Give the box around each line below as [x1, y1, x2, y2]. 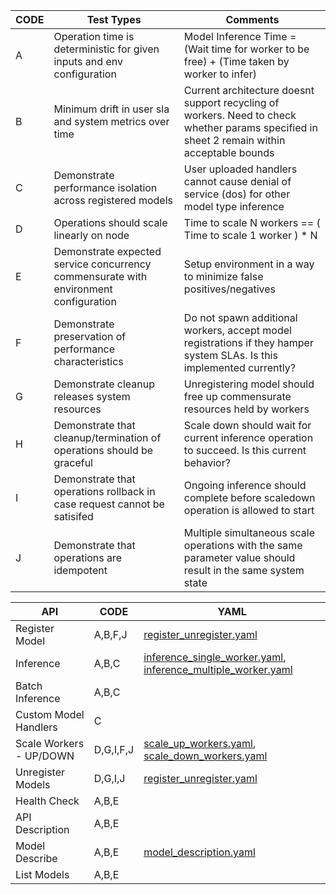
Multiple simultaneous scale [183, 526, 315, 539]
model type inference [183, 200, 285, 213]
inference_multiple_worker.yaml [143, 663, 293, 676]
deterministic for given [53, 42, 160, 56]
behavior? [183, 456, 231, 469]
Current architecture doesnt [183, 84, 315, 97]
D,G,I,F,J [93, 743, 135, 756]
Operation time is [53, 30, 135, 43]
